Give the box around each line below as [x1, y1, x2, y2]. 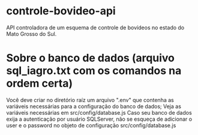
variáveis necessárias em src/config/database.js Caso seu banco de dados [6, 109, 192, 116]
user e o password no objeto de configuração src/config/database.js [6, 121, 176, 129]
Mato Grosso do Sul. [6, 30, 57, 37]
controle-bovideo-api [6, 4, 116, 18]
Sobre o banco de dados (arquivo [6, 51, 175, 65]
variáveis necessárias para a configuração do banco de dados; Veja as [6, 103, 182, 110]
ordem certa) [6, 76, 73, 90]
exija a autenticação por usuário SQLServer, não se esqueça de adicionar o [6, 115, 193, 122]
